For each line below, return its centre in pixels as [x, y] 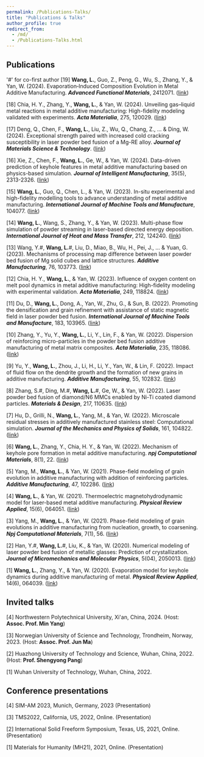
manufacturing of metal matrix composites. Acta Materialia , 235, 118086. [98, 347]
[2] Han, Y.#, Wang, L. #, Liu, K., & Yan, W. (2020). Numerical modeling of [98, 545]
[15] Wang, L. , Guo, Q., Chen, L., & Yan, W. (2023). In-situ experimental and [100, 191]
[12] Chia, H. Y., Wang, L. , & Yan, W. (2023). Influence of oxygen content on [101, 278]
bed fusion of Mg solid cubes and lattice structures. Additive [83, 260]
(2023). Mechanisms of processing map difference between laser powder [99, 254]
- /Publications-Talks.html [47, 40]
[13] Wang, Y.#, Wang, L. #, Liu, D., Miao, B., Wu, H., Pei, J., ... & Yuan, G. [97, 247]
